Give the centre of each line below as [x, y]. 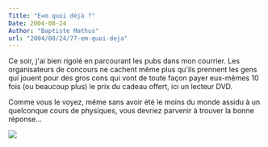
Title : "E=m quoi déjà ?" [52, 16]
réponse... [25, 119]
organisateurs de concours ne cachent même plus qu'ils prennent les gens [133, 70]
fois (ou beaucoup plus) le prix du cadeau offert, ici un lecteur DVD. [121, 87]
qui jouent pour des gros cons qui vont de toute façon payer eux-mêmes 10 [134, 78]
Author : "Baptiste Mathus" [54, 31]
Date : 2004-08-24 [38, 23]
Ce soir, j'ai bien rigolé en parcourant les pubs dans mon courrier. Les [124, 61]
